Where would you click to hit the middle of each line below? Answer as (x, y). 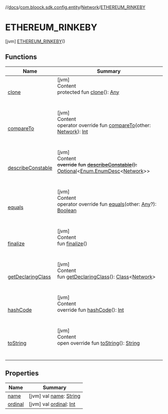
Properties (22, 373)
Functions (21, 57)
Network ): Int (73, 131)
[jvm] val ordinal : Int (52, 404)
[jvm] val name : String (55, 396)
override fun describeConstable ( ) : (97, 165)
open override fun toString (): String (98, 343)
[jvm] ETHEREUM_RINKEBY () (35, 41)
